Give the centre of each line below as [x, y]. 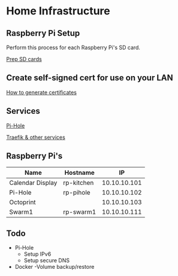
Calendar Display [33, 183]
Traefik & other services [36, 137]
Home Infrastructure [58, 11]
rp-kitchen [78, 183]
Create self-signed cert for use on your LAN [90, 78]
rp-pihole [77, 193]
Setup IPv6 [37, 254]
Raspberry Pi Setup [43, 33]
